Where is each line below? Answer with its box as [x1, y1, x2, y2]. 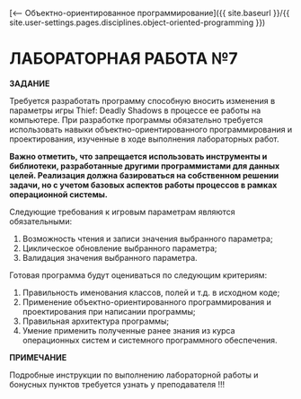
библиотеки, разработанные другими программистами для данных [9, 160, 280, 171]
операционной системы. [9, 188, 108, 200]
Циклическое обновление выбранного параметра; [22, 242, 217, 254]
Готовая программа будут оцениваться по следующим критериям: [9, 269, 268, 281]
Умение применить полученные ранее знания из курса [22, 325, 235, 335]
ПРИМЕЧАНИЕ [9, 351, 67, 362]
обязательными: [9, 215, 73, 227]
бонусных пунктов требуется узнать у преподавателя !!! [9, 378, 226, 389]
